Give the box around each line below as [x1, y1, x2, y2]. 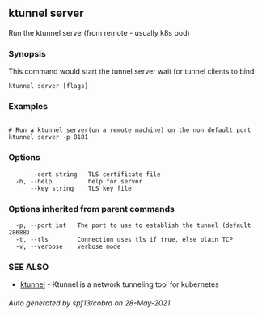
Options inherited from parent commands [8, 203, 175, 214]
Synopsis [8, 48, 46, 59]
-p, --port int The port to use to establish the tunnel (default [15, 221, 251, 230]
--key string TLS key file [29, 184, 132, 192]
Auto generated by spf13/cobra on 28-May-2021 [8, 298, 171, 308]
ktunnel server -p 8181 [8, 133, 89, 141]
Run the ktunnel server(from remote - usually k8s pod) [8, 27, 190, 37]
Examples [8, 101, 49, 112]
